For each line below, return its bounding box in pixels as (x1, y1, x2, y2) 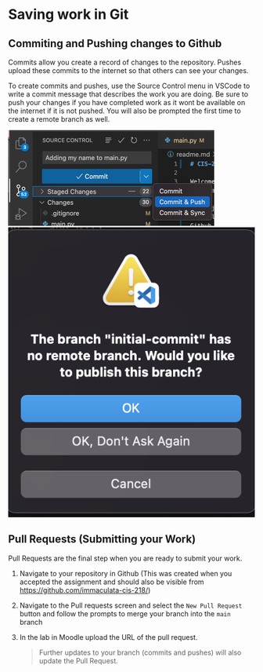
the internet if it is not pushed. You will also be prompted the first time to (8, 106, 241, 115)
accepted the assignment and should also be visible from (19, 577, 205, 586)
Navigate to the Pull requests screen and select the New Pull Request (19, 601, 243, 610)
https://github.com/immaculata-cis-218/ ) (19, 585, 151, 594)
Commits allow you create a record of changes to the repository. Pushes (8, 57, 242, 67)
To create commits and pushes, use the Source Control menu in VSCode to (8, 81, 250, 90)
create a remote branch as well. (8, 115, 110, 123)
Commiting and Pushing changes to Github (8, 37, 222, 50)
